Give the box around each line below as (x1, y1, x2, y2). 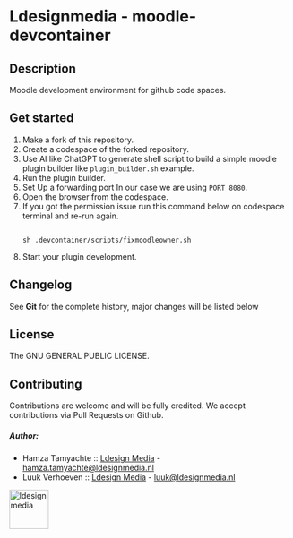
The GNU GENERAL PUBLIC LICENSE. (9, 351, 150, 362)
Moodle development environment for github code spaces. (9, 85, 227, 95)
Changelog (9, 278, 73, 293)
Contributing (9, 376, 82, 391)
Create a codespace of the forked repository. (22, 143, 190, 154)
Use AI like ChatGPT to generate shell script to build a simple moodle (22, 153, 278, 164)
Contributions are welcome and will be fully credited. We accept (9, 400, 246, 411)
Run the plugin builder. (22, 172, 106, 183)
